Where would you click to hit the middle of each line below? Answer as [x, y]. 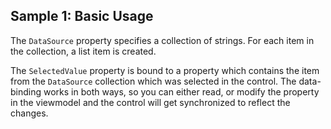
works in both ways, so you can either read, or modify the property [181, 91]
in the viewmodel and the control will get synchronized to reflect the [150, 102]
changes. [29, 113]
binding [26, 91]
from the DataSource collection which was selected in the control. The [153, 81]
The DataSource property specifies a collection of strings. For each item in [162, 40]
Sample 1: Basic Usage [82, 16]
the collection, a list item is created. [83, 51]
